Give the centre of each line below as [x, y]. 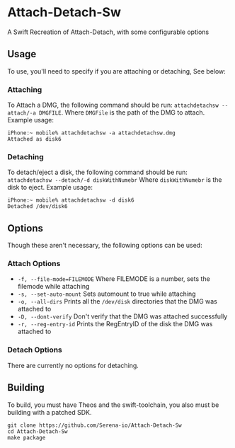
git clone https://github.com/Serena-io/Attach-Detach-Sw [94, 425]
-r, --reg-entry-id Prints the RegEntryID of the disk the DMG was [115, 324]
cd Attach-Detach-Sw [38, 431]
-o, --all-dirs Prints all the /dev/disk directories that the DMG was [117, 301]
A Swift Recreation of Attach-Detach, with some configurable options [108, 32]
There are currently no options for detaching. [73, 365]
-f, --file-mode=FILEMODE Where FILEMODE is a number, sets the [114, 279]
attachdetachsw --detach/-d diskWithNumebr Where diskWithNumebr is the [115, 180]
